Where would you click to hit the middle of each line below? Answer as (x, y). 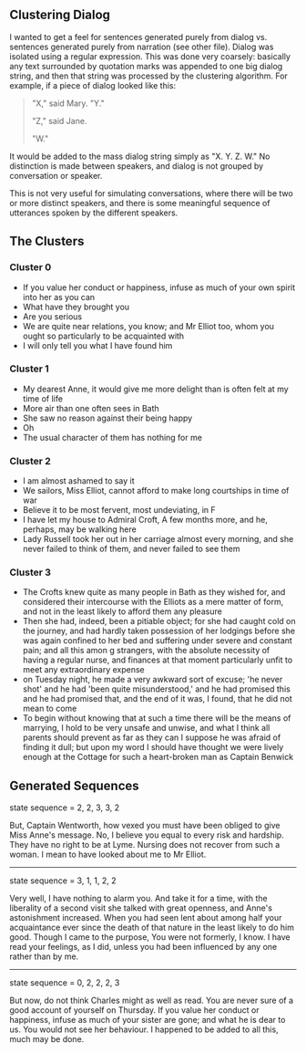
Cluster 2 (31, 461)
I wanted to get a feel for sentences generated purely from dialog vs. (138, 36)
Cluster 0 (31, 267)
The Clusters (47, 241)
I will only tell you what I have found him (97, 345)
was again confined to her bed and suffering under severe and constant (158, 641)
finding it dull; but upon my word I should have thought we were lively (153, 747)
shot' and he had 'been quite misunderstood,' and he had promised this (157, 689)
